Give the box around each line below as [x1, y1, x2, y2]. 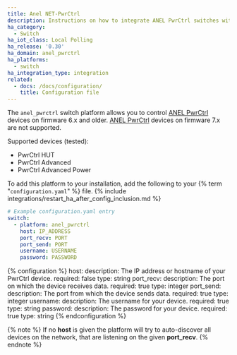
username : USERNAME [20, 248, 78, 255]
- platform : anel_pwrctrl [13, 221, 90, 228]
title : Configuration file [20, 89, 99, 96]
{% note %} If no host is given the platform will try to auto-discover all [7, 325, 212, 334]
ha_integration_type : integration [7, 69, 109, 76]
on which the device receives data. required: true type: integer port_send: [7, 282, 221, 290]
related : [7, 76, 33, 83]
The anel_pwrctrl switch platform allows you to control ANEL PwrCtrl [7, 109, 209, 117]
